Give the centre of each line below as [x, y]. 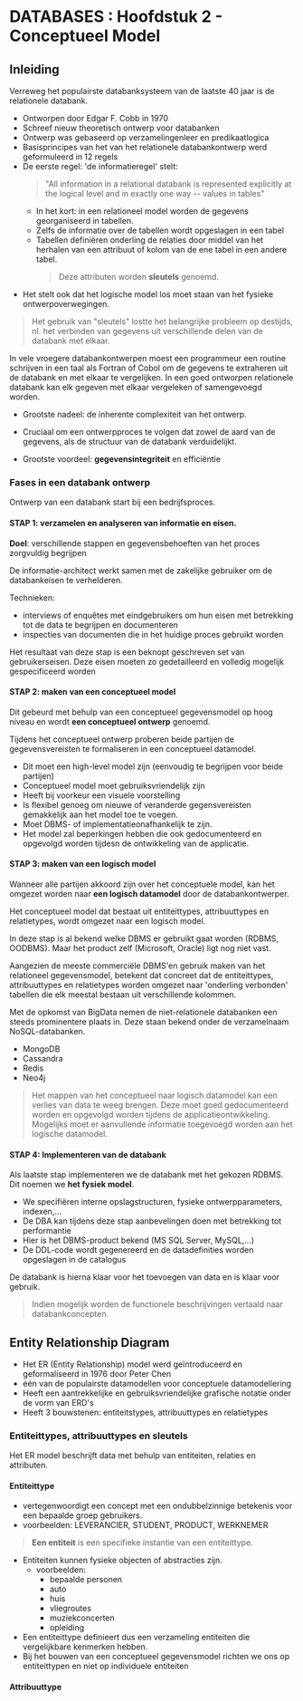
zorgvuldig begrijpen [48, 553]
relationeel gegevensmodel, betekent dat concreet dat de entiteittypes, [142, 975]
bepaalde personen [86, 1580]
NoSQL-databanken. [47, 1031]
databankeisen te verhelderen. [66, 580]
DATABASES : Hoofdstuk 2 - [116, 17]
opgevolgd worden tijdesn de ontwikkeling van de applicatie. [136, 843]
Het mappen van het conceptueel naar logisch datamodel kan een [154, 1095]
